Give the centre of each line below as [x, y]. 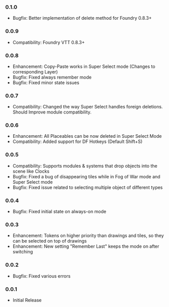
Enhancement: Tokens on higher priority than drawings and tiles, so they [88, 236]
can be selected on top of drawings [50, 241]
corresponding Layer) [35, 71]
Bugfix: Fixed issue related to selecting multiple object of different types [88, 187]
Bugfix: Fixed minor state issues [46, 83]
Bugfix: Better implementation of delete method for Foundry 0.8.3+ [82, 18]
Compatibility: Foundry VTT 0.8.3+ [49, 42]
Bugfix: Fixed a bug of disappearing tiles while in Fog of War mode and [86, 176]
